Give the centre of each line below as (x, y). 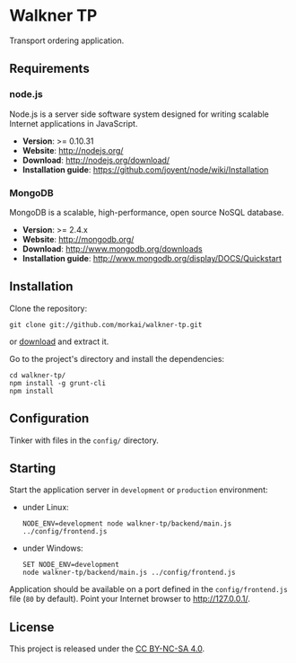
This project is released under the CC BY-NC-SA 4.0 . (107, 649)
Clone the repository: (48, 308)
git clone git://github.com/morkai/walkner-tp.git (106, 324)
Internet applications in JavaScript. (74, 123)
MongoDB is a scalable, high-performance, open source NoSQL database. (147, 212)
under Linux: (45, 508)
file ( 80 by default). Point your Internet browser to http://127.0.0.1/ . (130, 599)
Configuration (49, 419)
